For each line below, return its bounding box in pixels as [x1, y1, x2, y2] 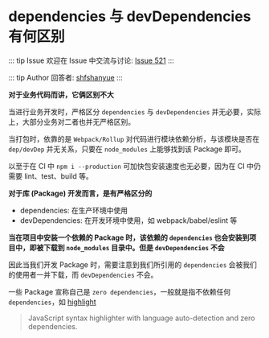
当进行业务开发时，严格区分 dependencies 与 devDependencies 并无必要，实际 [8, 106, 262, 117]
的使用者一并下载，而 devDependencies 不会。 [8, 270, 158, 279]
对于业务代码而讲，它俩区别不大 [8, 89, 114, 99]
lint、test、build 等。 [23, 171, 94, 181]
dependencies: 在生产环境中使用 [19, 205, 128, 215]
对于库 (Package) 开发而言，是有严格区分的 [8, 188, 153, 198]
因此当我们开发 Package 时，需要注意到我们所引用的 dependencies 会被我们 [8, 259, 257, 270]
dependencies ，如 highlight [8, 297, 96, 307]
